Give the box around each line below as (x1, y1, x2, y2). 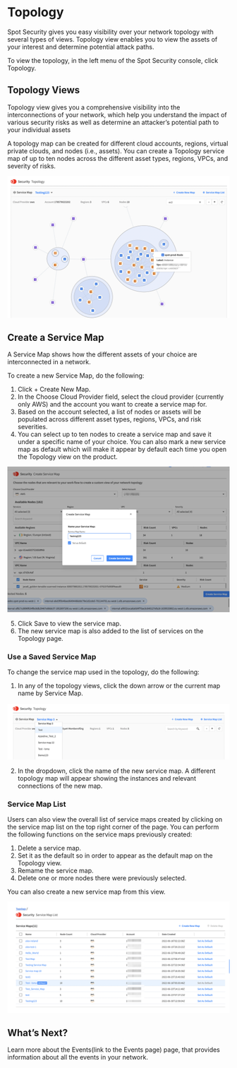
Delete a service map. (17, 844, 82, 853)
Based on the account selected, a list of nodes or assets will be (17, 407, 202, 416)
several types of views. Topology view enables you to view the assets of (7, 35, 218, 43)
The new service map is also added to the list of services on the (17, 626, 204, 635)
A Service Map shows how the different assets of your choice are (7, 350, 197, 359)
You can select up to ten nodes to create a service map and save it (17, 430, 212, 438)
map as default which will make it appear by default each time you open (17, 445, 227, 454)
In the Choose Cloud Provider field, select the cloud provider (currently (17, 392, 224, 401)
